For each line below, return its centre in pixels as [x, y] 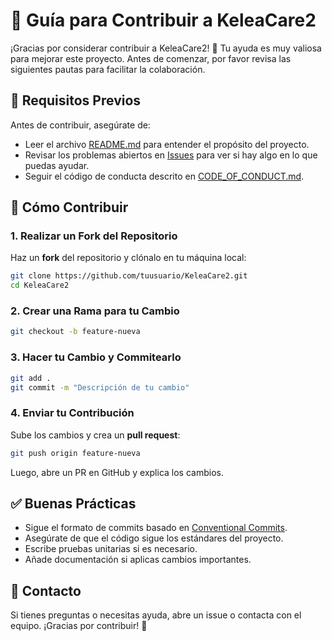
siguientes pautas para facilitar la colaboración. [108, 69]
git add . [31, 378]
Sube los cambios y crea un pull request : [95, 435]
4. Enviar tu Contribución [72, 413]
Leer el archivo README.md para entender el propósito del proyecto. [167, 144]
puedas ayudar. [57, 165]
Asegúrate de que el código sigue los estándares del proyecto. [154, 538]
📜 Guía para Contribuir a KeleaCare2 [163, 20]
